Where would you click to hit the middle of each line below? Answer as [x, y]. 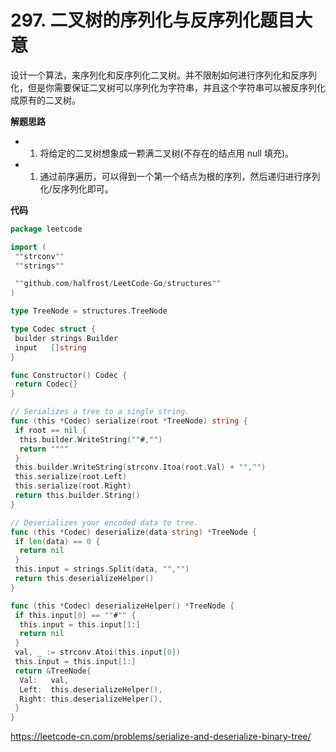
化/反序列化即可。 [76, 188]
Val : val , [44, 680]
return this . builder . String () [77, 496]
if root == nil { [50, 430]
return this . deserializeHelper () [84, 579]
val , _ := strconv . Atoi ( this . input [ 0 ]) [98, 652]
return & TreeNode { [53, 671]
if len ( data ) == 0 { [57, 541]
